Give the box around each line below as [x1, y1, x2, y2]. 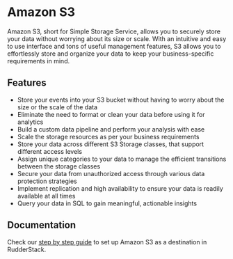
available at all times [17, 191, 76, 200]
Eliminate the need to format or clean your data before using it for [17, 110, 205, 118]
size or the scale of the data [17, 102, 98, 111]
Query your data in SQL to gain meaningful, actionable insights [17, 199, 197, 207]
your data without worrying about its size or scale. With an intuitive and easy [7, 34, 227, 42]
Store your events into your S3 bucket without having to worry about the [17, 95, 225, 104]
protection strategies [17, 177, 78, 185]
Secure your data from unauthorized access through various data [17, 169, 205, 178]
